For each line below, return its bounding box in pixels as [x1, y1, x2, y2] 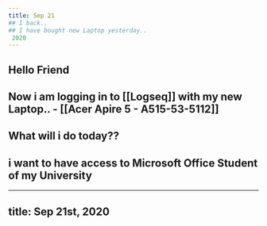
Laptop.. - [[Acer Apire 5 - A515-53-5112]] [8, 102, 219, 116]
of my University [8, 168, 93, 182]
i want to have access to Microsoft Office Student [8, 156, 258, 170]
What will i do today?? [8, 129, 119, 143]
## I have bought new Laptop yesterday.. [8, 26, 148, 34]
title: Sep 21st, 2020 [8, 205, 110, 218]
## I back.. [8, 19, 48, 27]
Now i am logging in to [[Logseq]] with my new [8, 90, 242, 104]
